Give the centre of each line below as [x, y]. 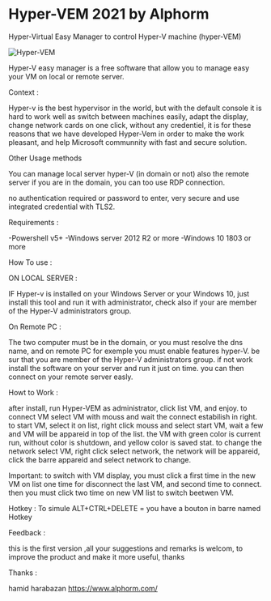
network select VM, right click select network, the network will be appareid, [134, 451]
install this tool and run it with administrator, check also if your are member [133, 302]
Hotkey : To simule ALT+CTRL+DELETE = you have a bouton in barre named [135, 508]
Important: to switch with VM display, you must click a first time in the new [132, 475]
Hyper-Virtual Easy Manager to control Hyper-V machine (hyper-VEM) [125, 36]
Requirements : [34, 222]
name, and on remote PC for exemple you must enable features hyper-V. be [134, 351]
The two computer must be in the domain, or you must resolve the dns [126, 342]
